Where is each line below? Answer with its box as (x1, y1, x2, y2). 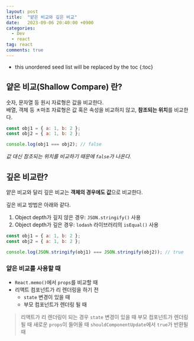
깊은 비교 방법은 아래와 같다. (6, 202, 71, 208)
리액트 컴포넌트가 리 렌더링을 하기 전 (14, 286, 99, 293)
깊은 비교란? (6, 172, 48, 182)
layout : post (6, 8, 38, 15)
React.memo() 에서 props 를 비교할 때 (14, 278, 98, 285)
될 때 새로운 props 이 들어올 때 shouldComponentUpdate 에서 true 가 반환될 (20, 320, 189, 328)
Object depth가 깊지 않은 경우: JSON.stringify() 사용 (14, 214, 141, 220)
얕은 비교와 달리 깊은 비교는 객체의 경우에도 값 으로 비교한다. (6, 189, 143, 196)
